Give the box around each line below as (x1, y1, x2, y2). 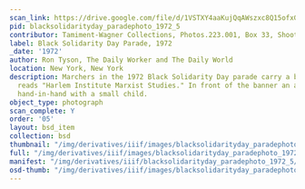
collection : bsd (9, 132, 71, 141)
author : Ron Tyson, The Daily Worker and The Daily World (9, 55, 233, 65)
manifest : (9, 156, 47, 166)
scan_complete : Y (9, 106, 75, 115)
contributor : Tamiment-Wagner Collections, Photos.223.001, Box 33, (9, 30, 274, 39)
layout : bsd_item (9, 124, 75, 133)
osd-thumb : (9, 165, 51, 174)
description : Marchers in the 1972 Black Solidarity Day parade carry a (9, 73, 290, 82)
